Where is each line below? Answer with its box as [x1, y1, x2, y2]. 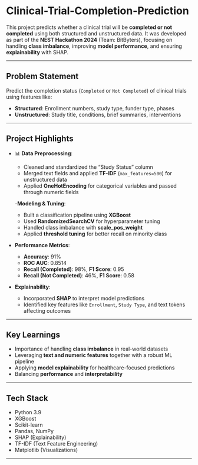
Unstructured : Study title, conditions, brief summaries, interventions [14, 111, 181, 118]
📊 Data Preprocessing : [14, 149, 72, 157]
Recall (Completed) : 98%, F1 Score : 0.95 [23, 266, 124, 273]
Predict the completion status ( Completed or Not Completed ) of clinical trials [6, 87, 187, 94]
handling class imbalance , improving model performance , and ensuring [6, 42, 183, 50]
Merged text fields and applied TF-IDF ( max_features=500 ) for [23, 169, 173, 176]
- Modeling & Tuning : [14, 199, 66, 207]
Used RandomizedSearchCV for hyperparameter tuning [23, 217, 160, 225]
